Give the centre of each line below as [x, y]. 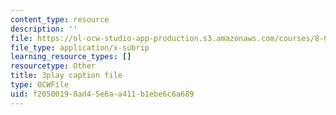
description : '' [44, 29]
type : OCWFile [40, 85]
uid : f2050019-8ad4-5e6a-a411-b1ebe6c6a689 [102, 94]
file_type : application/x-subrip [80, 47]
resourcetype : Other [53, 66]
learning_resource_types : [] [71, 57]
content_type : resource [60, 19]
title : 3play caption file [66, 76]
